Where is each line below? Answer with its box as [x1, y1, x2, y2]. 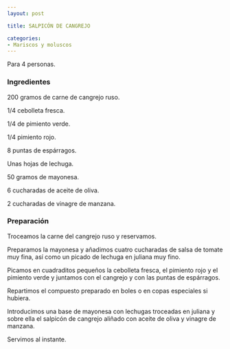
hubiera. [7, 293, 31, 302]
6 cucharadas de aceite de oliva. [7, 186, 100, 194]
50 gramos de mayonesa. [7, 172, 80, 181]
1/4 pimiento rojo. [7, 133, 56, 141]
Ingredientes [7, 77, 51, 87]
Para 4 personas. [7, 60, 56, 69]
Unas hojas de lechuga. [7, 159, 74, 168]
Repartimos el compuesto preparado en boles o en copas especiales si [7, 286, 208, 295]
